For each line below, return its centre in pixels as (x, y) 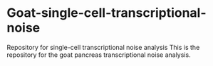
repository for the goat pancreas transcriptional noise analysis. (99, 55)
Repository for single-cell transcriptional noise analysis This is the (103, 47)
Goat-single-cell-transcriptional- (107, 13)
